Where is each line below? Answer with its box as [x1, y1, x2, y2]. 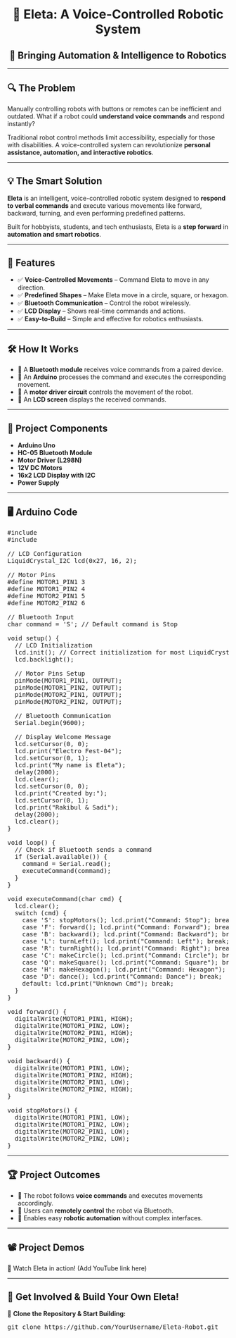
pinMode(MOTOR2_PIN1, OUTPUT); [14, 690, 123, 698]
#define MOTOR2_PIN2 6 [7, 599, 86, 607]
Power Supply [17, 478, 60, 487]
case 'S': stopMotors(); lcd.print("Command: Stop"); [22, 916, 211, 924]
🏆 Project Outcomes [7, 1169, 100, 1181]
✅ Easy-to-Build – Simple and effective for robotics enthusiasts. [17, 315, 204, 323]
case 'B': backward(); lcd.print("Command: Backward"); [22, 930, 219, 938]
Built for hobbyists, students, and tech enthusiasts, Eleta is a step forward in [7, 222, 228, 231]
